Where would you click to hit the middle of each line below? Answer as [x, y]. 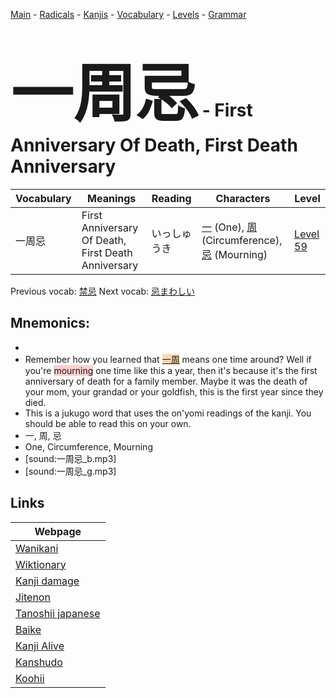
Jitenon [33, 597]
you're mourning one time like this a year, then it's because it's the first [171, 370]
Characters [243, 198]
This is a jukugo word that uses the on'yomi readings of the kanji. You [168, 413]
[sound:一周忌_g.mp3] [70, 471]
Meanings [112, 198]
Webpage [58, 531]
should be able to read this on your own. [108, 423]
